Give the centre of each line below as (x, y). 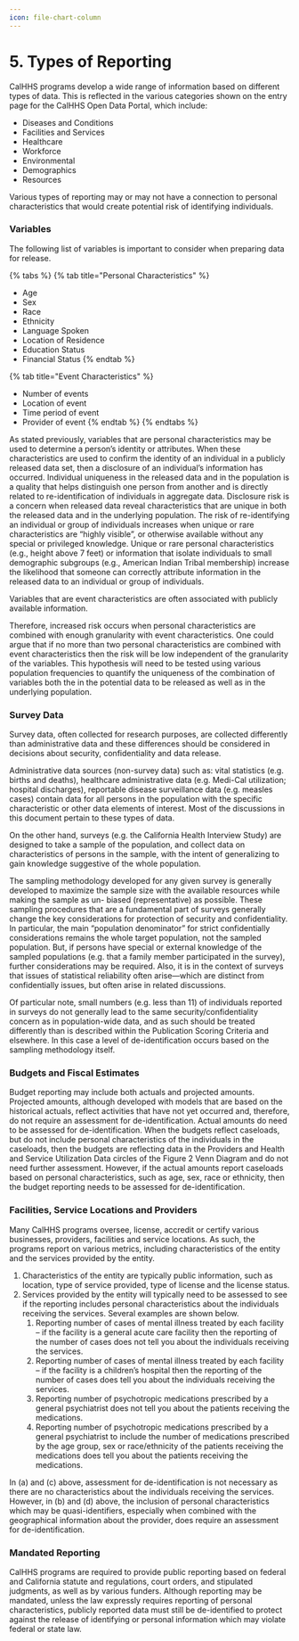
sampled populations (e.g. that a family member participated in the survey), (147, 957)
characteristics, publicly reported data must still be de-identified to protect (146, 1610)
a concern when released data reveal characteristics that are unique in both (148, 506)
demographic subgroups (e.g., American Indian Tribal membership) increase (149, 562)
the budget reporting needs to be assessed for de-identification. (127, 1187)
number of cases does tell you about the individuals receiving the (155, 1380)
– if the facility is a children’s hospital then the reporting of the (149, 1370)
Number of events (55, 393)
